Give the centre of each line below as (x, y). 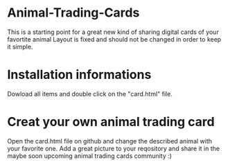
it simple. (20, 46)
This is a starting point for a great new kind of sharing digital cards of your (113, 32)
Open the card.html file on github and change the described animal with (110, 141)
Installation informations (79, 75)
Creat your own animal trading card (111, 122)
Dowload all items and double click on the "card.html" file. (90, 94)
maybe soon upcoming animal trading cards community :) (89, 156)
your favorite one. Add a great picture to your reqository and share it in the (114, 148)
